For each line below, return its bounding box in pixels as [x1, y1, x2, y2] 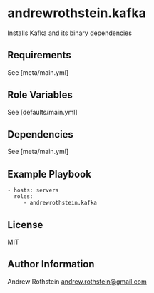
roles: [14, 193, 34, 200]
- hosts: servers [7, 187, 59, 194]
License [7, 219, 43, 231]
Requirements [7, 49, 71, 61]
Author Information [7, 258, 95, 270]
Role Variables [7, 89, 73, 101]
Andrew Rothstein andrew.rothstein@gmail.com [7, 277, 148, 286]
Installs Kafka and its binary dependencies [7, 29, 132, 37]
